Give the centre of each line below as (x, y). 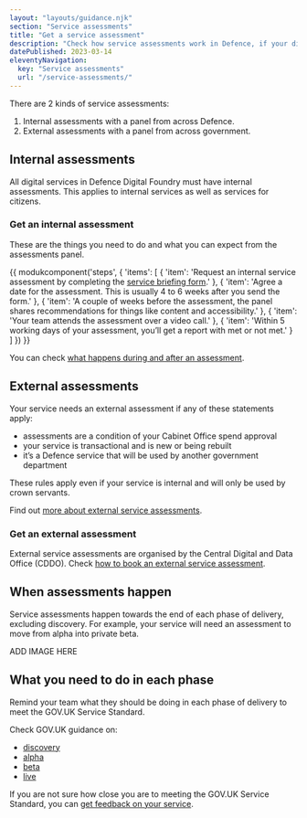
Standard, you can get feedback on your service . (101, 803)
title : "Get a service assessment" (77, 35)
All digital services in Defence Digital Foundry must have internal (131, 181)
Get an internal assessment (72, 225)
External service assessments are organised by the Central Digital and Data (152, 553)
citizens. (25, 201)
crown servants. (40, 492)
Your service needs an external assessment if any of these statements (142, 409)
